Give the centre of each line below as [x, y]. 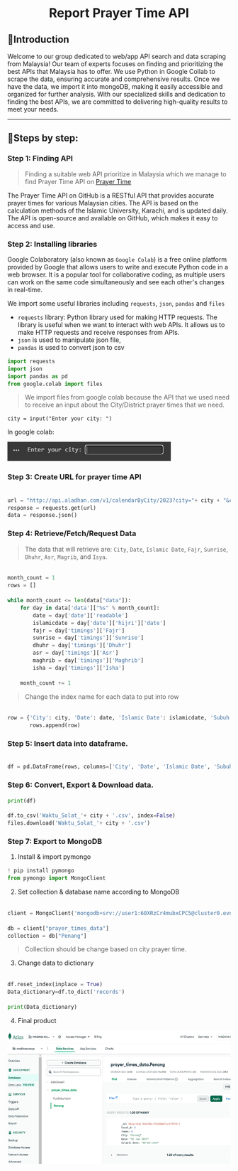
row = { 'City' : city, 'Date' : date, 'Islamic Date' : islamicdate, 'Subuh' [120, 718]
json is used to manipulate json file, [69, 340]
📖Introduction [38, 39]
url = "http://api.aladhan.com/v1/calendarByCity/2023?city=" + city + [114, 500]
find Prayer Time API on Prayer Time [78, 181]
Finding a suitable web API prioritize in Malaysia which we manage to [125, 174]
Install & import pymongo [54, 857]
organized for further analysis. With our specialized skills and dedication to [117, 94]
